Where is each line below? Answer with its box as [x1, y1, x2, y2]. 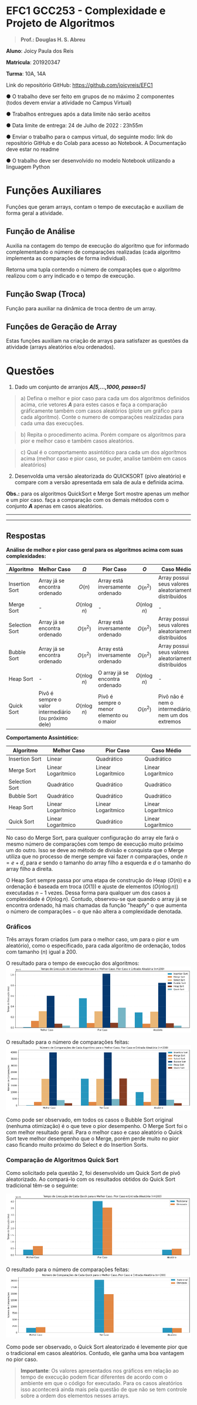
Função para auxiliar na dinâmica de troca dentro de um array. [6, 305, 157, 312]
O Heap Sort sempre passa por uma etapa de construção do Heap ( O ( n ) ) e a [6, 877, 191, 884]
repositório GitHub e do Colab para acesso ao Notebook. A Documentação [6, 139, 186, 146]
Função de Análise [6, 227, 75, 237]
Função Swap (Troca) [6, 289, 86, 299]
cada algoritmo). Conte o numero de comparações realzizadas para [20, 414, 185, 421]
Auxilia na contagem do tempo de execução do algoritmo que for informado [6, 242, 189, 249]
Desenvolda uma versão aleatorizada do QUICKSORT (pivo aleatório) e [14, 472, 186, 479]
